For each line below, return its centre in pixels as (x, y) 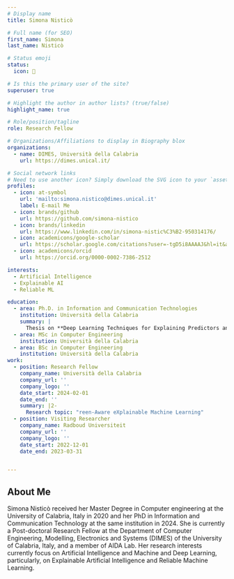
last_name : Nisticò (36, 46)
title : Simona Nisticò (40, 20)
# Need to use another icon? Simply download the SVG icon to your (107, 180)
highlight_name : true (39, 110)
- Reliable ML (34, 289)
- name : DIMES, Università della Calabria (76, 154)
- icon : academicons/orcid (53, 251)
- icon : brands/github (46, 212)
